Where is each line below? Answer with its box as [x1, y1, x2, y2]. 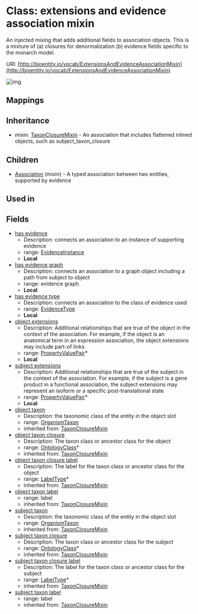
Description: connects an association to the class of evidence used [23, 299, 187, 306]
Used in [6, 194, 35, 204]
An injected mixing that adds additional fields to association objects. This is [6, 36, 189, 43]
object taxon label [14, 488, 59, 495]
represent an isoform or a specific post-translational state [23, 387, 164, 395]
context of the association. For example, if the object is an [23, 331, 165, 338]
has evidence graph [14, 261, 64, 268]
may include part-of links [23, 343, 85, 350]
